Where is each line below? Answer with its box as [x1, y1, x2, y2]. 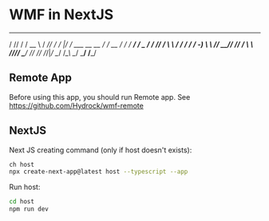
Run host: [9, 182, 41, 192]
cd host [9, 198, 35, 206]
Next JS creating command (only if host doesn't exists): [9, 145, 192, 155]
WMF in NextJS [9, 6, 114, 24]
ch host [9, 160, 35, 168]
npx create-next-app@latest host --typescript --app [9, 168, 188, 176]
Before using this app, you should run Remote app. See [9, 92, 191, 101]
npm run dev [9, 205, 49, 213]
